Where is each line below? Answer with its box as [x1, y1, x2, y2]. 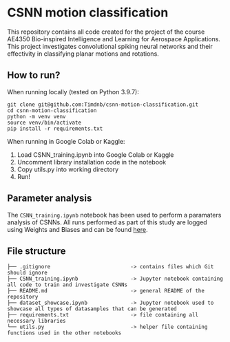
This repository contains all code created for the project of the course [7, 28, 205, 36]
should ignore [7, 270, 48, 277]
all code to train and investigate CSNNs [7, 281, 128, 288]
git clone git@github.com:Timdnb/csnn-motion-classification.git [7, 101, 198, 108]
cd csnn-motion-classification [7, 107, 97, 114]
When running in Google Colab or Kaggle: [7, 137, 125, 145]
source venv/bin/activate [7, 119, 81, 126]
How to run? [7, 70, 61, 81]
